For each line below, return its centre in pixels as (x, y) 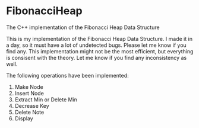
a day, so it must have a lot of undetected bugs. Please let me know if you (97, 45)
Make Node (29, 87)
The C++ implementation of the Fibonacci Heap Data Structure (83, 27)
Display (24, 118)
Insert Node (29, 93)
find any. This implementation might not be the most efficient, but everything (100, 51)
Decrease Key (32, 105)
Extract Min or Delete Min (46, 100)
